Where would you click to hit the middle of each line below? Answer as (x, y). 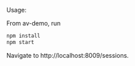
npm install (23, 36)
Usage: (16, 10)
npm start (21, 42)
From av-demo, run (34, 23)
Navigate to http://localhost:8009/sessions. (68, 55)
